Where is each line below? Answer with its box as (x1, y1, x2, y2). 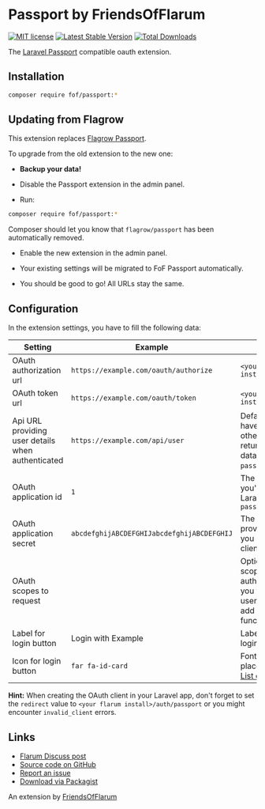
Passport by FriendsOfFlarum (8, 6, 206, 24)
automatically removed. (8, 233, 84, 243)
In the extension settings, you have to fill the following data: (8, 323, 201, 333)
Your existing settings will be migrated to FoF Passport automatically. (19, 263, 244, 274)
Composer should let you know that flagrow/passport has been (8, 225, 215, 234)
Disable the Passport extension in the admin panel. (19, 180, 185, 189)
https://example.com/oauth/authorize (70, 366, 213, 375)
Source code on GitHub (19, 759, 96, 769)
